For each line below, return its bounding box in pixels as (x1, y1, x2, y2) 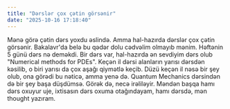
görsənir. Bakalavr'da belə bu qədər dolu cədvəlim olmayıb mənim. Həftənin (7, 43, 224, 51)
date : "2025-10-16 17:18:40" (7, 17, 91, 23)
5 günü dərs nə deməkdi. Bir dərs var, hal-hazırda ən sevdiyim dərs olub (7, 50, 213, 59)
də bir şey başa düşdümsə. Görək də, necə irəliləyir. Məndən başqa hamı (7, 79, 215, 88)
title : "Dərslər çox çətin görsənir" (7, 10, 116, 17)
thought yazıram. (7, 94, 56, 102)
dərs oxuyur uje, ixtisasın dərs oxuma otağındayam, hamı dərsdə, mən (7, 87, 208, 95)
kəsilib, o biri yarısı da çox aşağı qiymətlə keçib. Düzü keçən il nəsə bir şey (7, 65, 220, 73)
